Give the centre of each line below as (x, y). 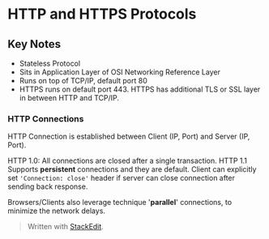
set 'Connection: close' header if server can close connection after (122, 178)
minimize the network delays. (57, 211)
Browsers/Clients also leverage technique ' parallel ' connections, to (120, 203)
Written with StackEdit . (66, 227)
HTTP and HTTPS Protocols (102, 14)
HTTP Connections (46, 118)
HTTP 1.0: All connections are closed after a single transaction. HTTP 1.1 (128, 161)
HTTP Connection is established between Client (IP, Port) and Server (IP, (129, 137)
